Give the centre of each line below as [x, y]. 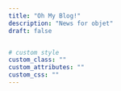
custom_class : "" [38, 60]
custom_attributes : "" [46, 68]
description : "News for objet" [61, 23]
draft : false [30, 31]
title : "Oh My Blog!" [45, 16]
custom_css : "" [34, 75]
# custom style [34, 52]
